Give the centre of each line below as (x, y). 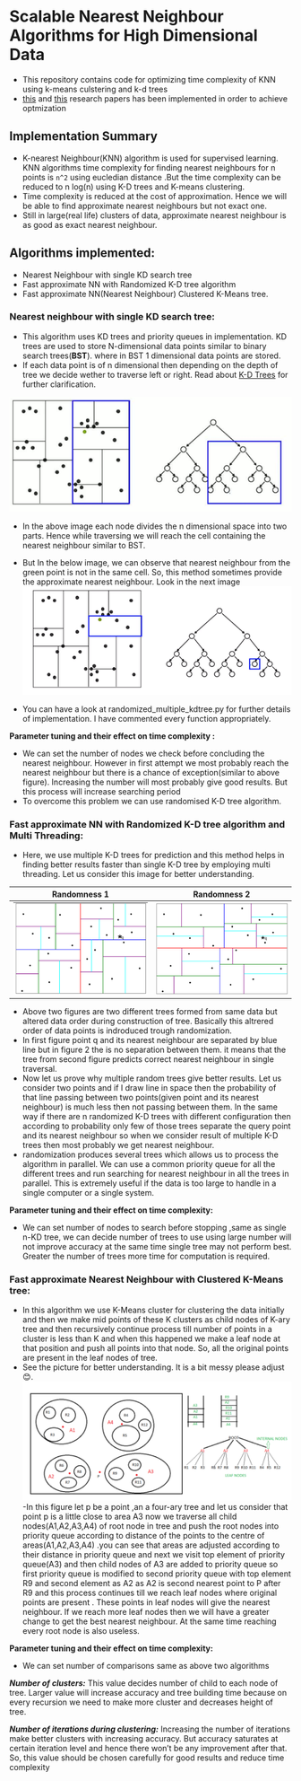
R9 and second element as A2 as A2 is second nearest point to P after (151, 1584)
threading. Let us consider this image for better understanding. (138, 874)
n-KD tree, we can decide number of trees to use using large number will (157, 1237)
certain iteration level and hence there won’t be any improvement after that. (148, 1749)
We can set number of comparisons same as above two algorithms (146, 1666)
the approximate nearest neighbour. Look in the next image (131, 582)
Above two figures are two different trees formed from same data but (150, 1012)
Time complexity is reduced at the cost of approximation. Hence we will (155, 196)
